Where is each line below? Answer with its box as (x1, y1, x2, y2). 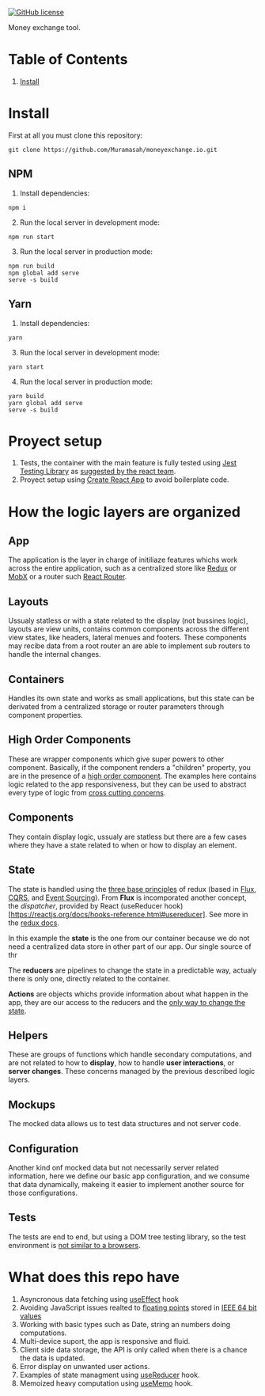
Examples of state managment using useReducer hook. (19, 1370, 200, 1379)
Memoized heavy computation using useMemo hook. (19, 1378, 194, 1388)
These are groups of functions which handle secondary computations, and (8, 1049, 252, 1060)
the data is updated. (19, 1353, 85, 1363)
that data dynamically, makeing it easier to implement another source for (8, 1179, 244, 1189)
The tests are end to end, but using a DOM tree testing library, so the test (8, 1231, 247, 1242)
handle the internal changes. (8, 650, 101, 659)
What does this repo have (8, 1268, 180, 1286)
